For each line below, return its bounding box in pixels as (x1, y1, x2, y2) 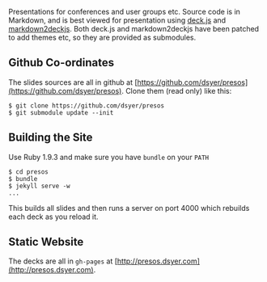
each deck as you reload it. (8, 212, 99, 221)
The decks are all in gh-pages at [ (8, 256, 118, 266)
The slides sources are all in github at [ (8, 77, 138, 87)
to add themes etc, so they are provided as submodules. (8, 32, 197, 42)
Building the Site (8, 131, 93, 145)
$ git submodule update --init (8, 108, 114, 116)
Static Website (8, 235, 84, 249)
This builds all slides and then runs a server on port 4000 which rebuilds (8, 203, 250, 213)
